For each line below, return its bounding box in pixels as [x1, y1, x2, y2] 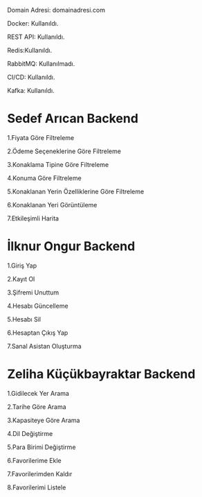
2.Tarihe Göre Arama [7, 402, 67, 411]
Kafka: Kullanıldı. [7, 87, 55, 94]
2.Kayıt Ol [7, 274, 35, 283]
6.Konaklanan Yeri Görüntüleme [7, 200, 98, 209]
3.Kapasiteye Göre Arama [7, 416, 80, 424]
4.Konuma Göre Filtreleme [7, 173, 82, 182]
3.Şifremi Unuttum [7, 288, 59, 297]
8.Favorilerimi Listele [7, 483, 66, 491]
